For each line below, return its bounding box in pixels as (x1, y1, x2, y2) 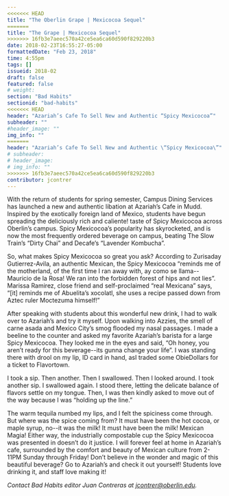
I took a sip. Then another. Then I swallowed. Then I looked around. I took (7, 374, 215, 382)
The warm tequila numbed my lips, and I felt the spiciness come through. (7, 409, 213, 418)
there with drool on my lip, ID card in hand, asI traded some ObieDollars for (7, 354, 219, 362)
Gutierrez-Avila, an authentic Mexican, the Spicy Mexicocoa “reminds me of (7, 259, 221, 268)
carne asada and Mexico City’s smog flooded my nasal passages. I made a (7, 324, 218, 332)
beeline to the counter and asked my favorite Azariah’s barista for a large (7, 332, 213, 340)
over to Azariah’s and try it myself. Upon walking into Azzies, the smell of (7, 317, 213, 325)
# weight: (7, 87, 36, 94)
